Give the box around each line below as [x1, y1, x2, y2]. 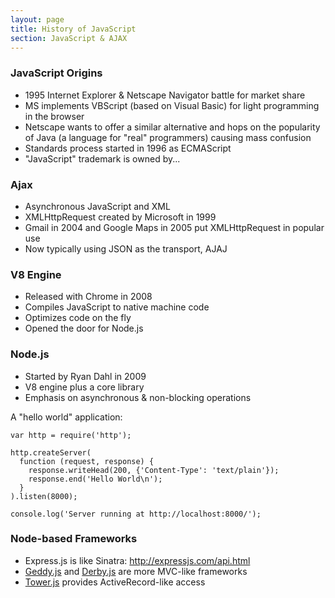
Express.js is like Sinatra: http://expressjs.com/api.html [24, 554, 251, 566]
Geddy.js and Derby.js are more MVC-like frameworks [24, 565, 248, 577]
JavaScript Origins [10, 66, 103, 80]
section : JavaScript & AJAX [10, 33, 128, 43]
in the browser [24, 110, 85, 122]
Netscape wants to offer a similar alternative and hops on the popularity [24, 121, 321, 133]
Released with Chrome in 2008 [24, 291, 153, 303]
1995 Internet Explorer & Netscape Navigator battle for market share [24, 89, 306, 101]
